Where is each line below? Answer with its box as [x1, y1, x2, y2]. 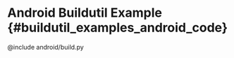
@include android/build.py [7, 43, 85, 51]
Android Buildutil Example [7, 5, 162, 21]
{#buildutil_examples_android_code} [7, 20, 228, 36]
